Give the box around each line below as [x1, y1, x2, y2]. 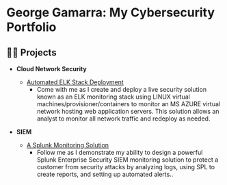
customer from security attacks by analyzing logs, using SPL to [36, 163, 215, 171]
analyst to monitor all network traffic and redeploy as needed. [36, 114, 211, 123]
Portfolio [6, 19, 57, 35]
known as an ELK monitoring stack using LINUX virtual [36, 92, 191, 101]
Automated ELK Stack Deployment [26, 78, 124, 86]
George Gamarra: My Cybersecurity [6, 5, 215, 21]
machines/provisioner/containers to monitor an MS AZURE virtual [36, 100, 220, 108]
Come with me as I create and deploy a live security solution [36, 86, 206, 93]
